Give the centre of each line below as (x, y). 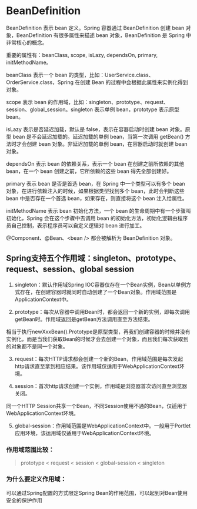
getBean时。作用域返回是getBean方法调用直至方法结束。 (84, 319)
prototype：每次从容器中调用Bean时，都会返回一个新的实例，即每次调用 (102, 312)
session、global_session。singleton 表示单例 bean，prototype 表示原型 (93, 109)
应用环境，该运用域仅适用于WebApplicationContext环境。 (84, 433)
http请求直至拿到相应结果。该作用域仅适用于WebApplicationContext (97, 366)
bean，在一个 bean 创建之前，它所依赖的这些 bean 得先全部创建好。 (89, 171)
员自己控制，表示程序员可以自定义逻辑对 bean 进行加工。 (76, 225)
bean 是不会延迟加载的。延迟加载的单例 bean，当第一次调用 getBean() (98, 136)
